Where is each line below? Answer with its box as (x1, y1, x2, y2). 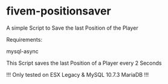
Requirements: (6, 36, 42, 43)
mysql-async (6, 47, 39, 55)
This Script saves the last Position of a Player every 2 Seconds (6, 59, 162, 66)
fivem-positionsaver (6, 4, 111, 18)
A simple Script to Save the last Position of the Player (6, 24, 138, 31)
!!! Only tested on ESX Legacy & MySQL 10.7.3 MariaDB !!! (6, 71, 149, 78)
